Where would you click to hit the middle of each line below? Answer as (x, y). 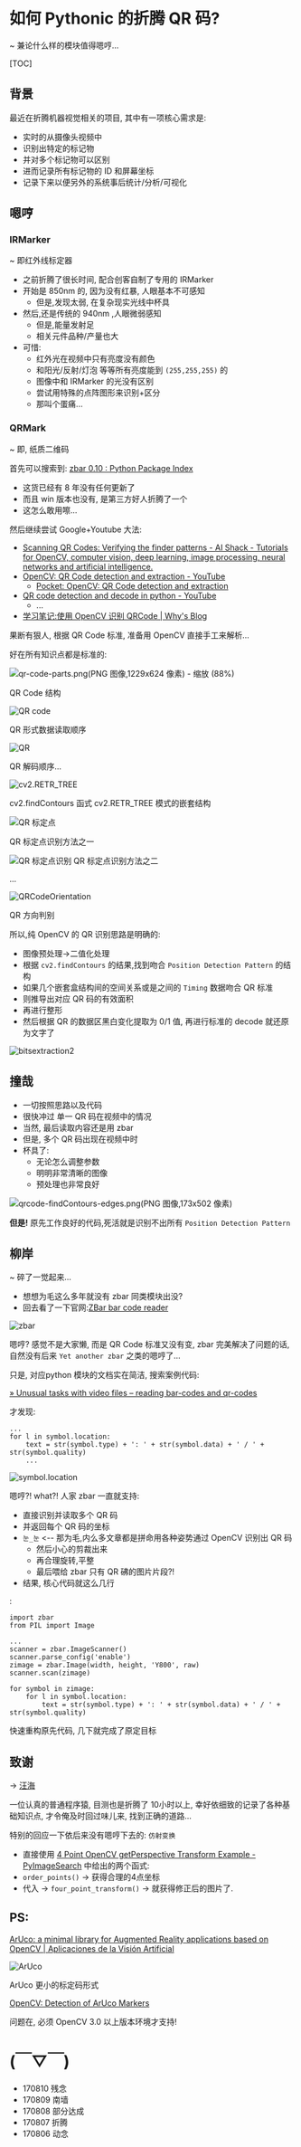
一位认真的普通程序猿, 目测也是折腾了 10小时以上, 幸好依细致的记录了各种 (146, 1805)
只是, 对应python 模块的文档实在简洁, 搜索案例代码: (104, 1375)
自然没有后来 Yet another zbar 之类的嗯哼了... (95, 1356)
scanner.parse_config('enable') (70, 1658)
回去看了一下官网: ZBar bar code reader (95, 1307)
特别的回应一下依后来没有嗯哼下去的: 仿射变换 (93, 1835)
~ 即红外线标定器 (41, 261)
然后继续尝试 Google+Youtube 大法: (76, 529)
